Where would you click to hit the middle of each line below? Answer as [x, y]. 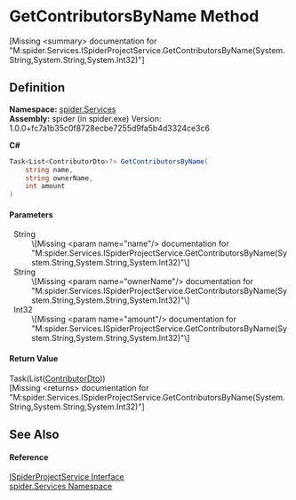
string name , [49, 170]
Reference [29, 457]
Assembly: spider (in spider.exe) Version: [85, 118]
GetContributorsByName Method [134, 16]
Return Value [34, 358]
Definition [37, 87]
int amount [45, 187]
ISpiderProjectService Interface [67, 477]
